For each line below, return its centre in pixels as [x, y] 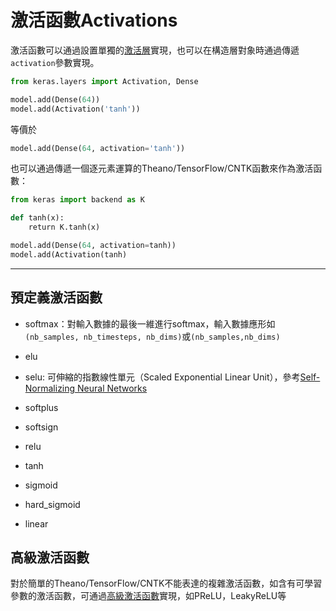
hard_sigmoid [52, 504]
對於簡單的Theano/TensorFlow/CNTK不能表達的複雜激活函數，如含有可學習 [166, 583]
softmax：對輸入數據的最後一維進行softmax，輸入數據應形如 [150, 323]
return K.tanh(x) [64, 227]
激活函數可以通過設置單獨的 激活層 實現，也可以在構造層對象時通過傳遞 [155, 50]
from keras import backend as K [77, 200]
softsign [41, 427]
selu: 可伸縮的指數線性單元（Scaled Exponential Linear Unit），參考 [162, 377]
